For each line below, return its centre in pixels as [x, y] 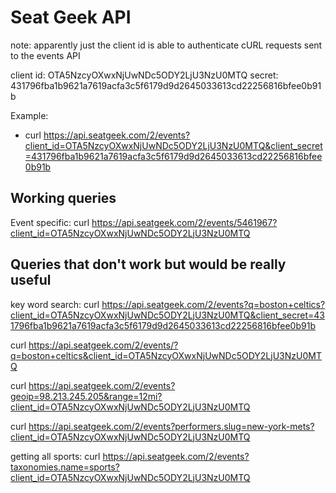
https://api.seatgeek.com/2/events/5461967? [184, 222]
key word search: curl [55, 304]
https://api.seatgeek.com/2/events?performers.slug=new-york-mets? [171, 426]
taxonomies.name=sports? [65, 467]
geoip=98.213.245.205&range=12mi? [86, 396]
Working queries [63, 198]
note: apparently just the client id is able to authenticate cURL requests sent [166, 45]
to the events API [45, 55]
